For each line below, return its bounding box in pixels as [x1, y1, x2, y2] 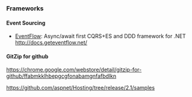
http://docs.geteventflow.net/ [14, 39, 87, 46]
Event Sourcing [6, 19, 46, 27]
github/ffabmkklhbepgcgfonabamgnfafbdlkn [6, 72, 117, 80]
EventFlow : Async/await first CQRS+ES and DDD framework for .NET [14, 33, 187, 40]
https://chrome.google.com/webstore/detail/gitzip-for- [6, 66, 142, 74]
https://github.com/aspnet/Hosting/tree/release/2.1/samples [6, 84, 155, 92]
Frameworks [6, 4, 44, 13]
